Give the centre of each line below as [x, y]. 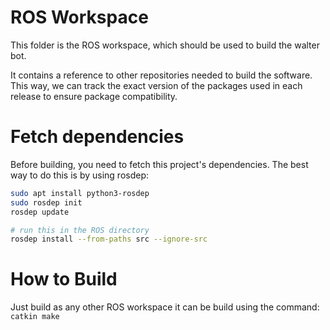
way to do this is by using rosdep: [80, 175]
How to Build [64, 279]
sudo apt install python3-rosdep [80, 193]
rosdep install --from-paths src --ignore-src [109, 239]
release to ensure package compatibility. [94, 96]
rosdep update [40, 212]
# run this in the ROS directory [80, 230]
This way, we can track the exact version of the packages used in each [156, 85]
